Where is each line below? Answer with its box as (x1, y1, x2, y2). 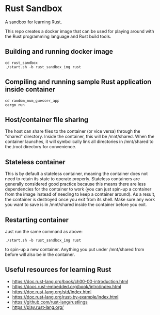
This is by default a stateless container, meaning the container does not (5, 171, 148, 177)
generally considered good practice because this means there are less (5, 181, 146, 187)
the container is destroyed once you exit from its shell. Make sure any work (5, 197, 155, 203)
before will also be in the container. (5, 252, 75, 257)
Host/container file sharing (5, 115, 89, 124)
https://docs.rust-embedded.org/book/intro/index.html (12, 283, 121, 289)
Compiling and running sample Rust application (5, 78, 152, 86)
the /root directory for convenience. (5, 144, 77, 150)
